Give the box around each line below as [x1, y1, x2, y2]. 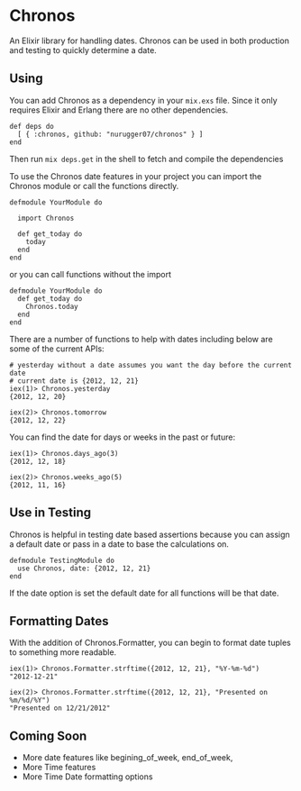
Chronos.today [25, 302, 78, 311]
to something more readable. [9, 647, 117, 658]
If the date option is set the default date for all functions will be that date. [9, 587, 279, 598]
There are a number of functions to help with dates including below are [9, 333, 273, 344]
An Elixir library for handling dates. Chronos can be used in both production [9, 35, 290, 46]
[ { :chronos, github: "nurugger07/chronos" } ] [17, 130, 204, 139]
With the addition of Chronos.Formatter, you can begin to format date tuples [9, 637, 291, 649]
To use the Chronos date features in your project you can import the [9, 170, 262, 181]
